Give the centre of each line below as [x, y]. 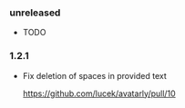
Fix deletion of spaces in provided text [94, 75]
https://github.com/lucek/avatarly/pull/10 [99, 93]
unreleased [35, 13]
